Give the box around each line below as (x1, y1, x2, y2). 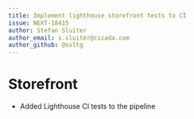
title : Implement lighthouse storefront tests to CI (8, 11, 187, 20)
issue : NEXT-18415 (8, 19, 69, 27)
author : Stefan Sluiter (8, 26, 87, 34)
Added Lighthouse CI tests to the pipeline (19, 102, 156, 111)
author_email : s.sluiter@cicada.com (8, 33, 130, 42)
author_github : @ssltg (8, 41, 83, 49)
